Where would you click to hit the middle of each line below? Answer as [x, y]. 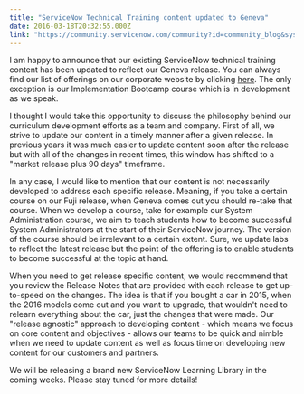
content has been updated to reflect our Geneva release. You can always [145, 70]
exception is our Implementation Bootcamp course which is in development [150, 89]
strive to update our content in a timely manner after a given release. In [142, 136]
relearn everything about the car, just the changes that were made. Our [142, 314]
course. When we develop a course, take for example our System [131, 211]
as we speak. [34, 98]
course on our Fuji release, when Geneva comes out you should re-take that [151, 201]
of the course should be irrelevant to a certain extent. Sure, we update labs [149, 239]
